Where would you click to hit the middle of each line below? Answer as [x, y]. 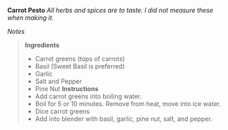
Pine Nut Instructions [67, 89]
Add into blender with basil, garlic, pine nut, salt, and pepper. [124, 119]
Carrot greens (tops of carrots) [80, 59]
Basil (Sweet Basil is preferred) [80, 66]
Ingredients [42, 45]
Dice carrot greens [62, 111]
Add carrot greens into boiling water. [89, 96]
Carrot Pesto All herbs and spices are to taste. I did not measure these [110, 10]
